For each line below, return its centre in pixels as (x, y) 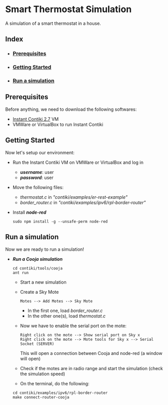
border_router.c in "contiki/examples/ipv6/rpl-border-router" (83, 202)
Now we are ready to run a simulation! (45, 249)
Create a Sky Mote (39, 292)
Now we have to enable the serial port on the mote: (73, 326)
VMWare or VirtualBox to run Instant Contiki (58, 124)
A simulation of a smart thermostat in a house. (53, 23)
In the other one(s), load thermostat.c (67, 316)
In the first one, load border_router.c (65, 310)
